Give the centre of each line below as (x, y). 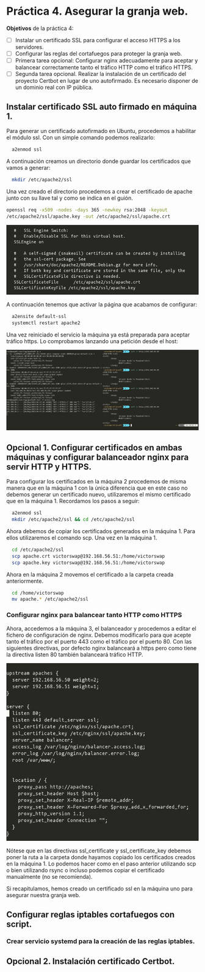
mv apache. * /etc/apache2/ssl (50, 599)
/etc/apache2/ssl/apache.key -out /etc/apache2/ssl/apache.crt (88, 216)
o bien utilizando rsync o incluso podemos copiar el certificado (85, 870)
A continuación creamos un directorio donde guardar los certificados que (99, 161)
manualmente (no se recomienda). (49, 877)
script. (19, 924)
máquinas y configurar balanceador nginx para (98, 457)
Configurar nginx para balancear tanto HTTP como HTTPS (94, 615)
